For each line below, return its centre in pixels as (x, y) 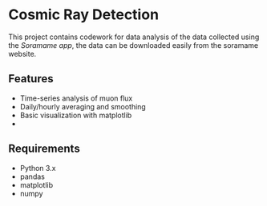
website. (22, 53)
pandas (32, 176)
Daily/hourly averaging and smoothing (83, 106)
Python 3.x (38, 168)
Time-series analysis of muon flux (76, 98)
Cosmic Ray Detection (83, 15)
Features (31, 79)
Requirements (44, 149)
